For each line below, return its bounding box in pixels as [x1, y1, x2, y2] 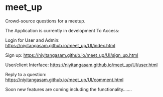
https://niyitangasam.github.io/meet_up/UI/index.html [5, 42, 115, 48]
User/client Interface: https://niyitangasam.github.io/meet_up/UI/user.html [5, 62, 158, 68]
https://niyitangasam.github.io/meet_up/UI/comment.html [5, 77, 124, 83]
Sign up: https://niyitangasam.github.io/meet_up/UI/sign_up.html [5, 52, 138, 58]
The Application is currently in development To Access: [5, 27, 119, 33]
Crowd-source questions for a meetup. [5, 18, 86, 24]
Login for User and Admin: [5, 37, 60, 43]
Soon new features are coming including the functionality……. [5, 86, 132, 92]
